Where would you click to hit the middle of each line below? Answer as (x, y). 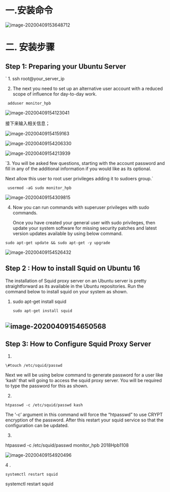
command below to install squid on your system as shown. (67, 291)
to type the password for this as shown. (47, 386)
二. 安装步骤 (30, 47)
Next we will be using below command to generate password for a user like (84, 375)
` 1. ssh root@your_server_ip (35, 78)
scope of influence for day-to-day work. (55, 94)
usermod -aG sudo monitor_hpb (39, 188)
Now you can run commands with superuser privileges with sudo (81, 207)
